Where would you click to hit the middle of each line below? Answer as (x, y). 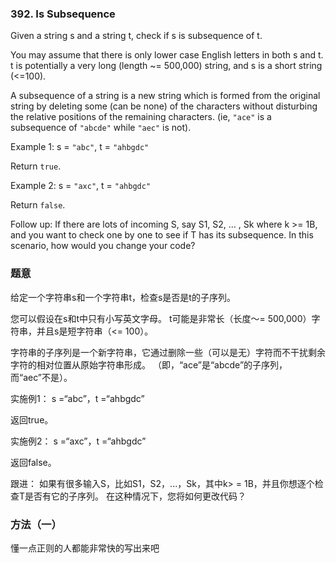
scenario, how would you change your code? (103, 246)
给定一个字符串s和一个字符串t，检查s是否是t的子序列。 (123, 297)
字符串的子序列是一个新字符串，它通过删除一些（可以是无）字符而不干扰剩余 (168, 352)
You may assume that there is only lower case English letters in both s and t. (167, 55)
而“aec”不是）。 (41, 377)
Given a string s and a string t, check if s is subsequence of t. (136, 36)
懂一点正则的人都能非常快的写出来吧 (85, 548)
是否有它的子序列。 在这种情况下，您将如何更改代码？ (135, 496)
